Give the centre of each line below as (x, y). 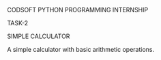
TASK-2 (18, 23)
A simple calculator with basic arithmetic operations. (81, 49)
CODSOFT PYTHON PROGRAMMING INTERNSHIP (78, 10)
